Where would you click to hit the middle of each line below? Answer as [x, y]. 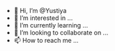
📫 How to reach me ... [46, 40]
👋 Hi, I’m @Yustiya [40, 11]
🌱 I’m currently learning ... [51, 25]
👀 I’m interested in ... [43, 18]
